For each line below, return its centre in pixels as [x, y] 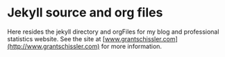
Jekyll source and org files [85, 13]
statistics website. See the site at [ [56, 38]
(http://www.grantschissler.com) [53, 46]
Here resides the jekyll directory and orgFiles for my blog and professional [113, 32]
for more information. [131, 46]
